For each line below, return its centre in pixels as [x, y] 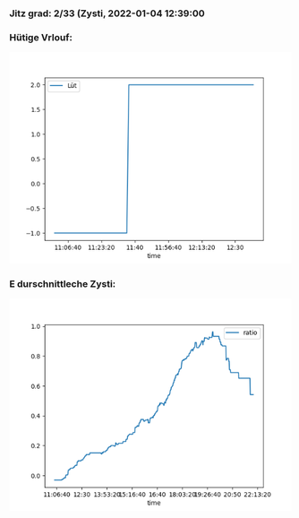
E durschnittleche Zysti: [63, 284]
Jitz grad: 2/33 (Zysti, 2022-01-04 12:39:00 [107, 13]
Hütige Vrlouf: [41, 37]
